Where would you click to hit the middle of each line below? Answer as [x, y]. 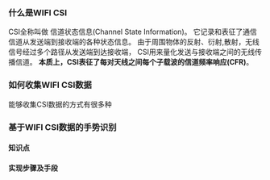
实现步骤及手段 [33, 168]
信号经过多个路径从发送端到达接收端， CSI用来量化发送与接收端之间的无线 [132, 52]
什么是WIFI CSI [38, 12]
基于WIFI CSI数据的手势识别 [62, 127]
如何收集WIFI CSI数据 [50, 85]
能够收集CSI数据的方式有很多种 [60, 104]
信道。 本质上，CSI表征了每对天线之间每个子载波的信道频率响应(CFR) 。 [134, 62]
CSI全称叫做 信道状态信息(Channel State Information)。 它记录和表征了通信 [133, 32]
